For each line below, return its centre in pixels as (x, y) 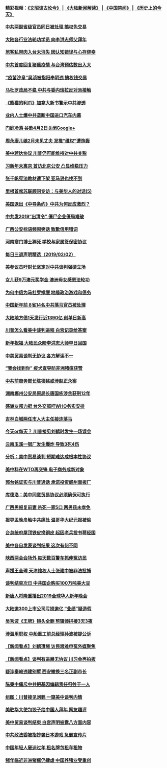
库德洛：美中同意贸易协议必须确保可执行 (48, 495)
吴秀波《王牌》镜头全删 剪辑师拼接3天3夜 (49, 621)
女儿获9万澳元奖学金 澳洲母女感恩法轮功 (48, 280)
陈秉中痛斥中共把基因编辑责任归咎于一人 (48, 684)
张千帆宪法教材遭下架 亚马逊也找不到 (44, 178)
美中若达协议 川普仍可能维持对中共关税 (46, 153)
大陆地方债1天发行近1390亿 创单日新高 (46, 317)
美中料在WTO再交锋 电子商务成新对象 (45, 469)
